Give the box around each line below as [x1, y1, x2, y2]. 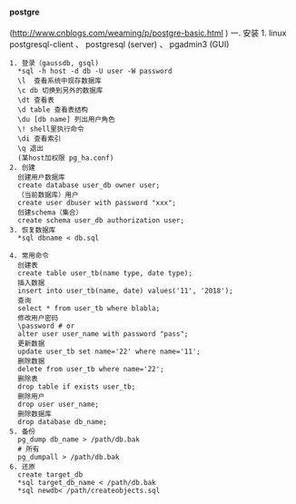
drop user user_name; [17, 400, 100, 410]
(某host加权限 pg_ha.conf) [17, 153, 114, 163]
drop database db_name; [17, 418, 107, 427]
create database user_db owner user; [17, 181, 161, 190]
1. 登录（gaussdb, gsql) [9, 59, 100, 68]
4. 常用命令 [9, 252, 50, 261]
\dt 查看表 [17, 95, 54, 105]
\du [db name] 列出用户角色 [17, 115, 115, 124]
